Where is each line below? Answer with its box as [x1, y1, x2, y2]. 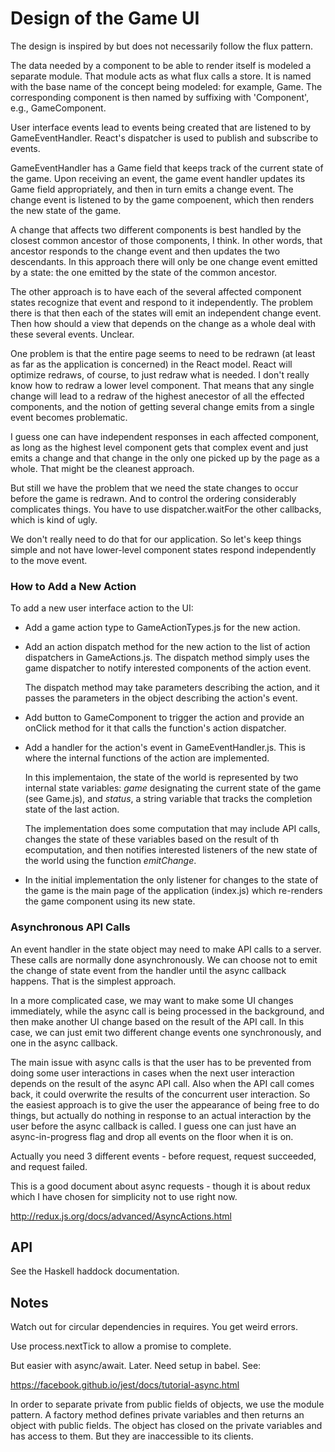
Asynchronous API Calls [10, 920, 131, 934]
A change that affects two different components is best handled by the [10, 223, 302, 236]
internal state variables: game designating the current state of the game [24, 782, 322, 794]
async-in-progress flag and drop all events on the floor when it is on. [10, 1130, 294, 1142]
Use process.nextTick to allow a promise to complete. [10, 1340, 232, 1352]
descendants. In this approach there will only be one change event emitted [10, 255, 318, 267]
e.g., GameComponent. [10, 102, 107, 114]
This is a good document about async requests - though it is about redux [10, 1180, 311, 1192]
